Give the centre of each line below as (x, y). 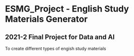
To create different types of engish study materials (56, 49)
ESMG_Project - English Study (67, 9)
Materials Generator (46, 19)
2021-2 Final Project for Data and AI (60, 37)
